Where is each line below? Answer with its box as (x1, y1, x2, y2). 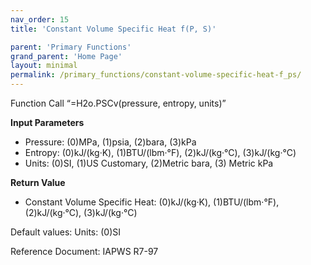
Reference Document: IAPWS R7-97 (10, 246, 159, 257)
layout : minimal (10, 61, 78, 71)
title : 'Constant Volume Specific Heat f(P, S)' (10, 24, 217, 34)
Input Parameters (10, 117, 85, 128)
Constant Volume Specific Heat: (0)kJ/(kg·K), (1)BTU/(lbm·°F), (24, 196, 280, 208)
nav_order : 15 (10, 14, 70, 25)
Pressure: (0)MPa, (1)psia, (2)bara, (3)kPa (24, 136, 197, 148)
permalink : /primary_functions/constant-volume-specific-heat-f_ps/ (10, 70, 302, 80)
